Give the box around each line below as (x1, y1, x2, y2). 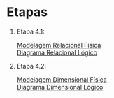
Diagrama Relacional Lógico (16, 48, 98, 57)
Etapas (6, 4, 48, 20)
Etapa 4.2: (16, 62, 47, 70)
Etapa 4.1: (16, 27, 45, 36)
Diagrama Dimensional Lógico (16, 83, 104, 91)
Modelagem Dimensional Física (16, 75, 108, 84)
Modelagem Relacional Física (16, 41, 101, 49)
